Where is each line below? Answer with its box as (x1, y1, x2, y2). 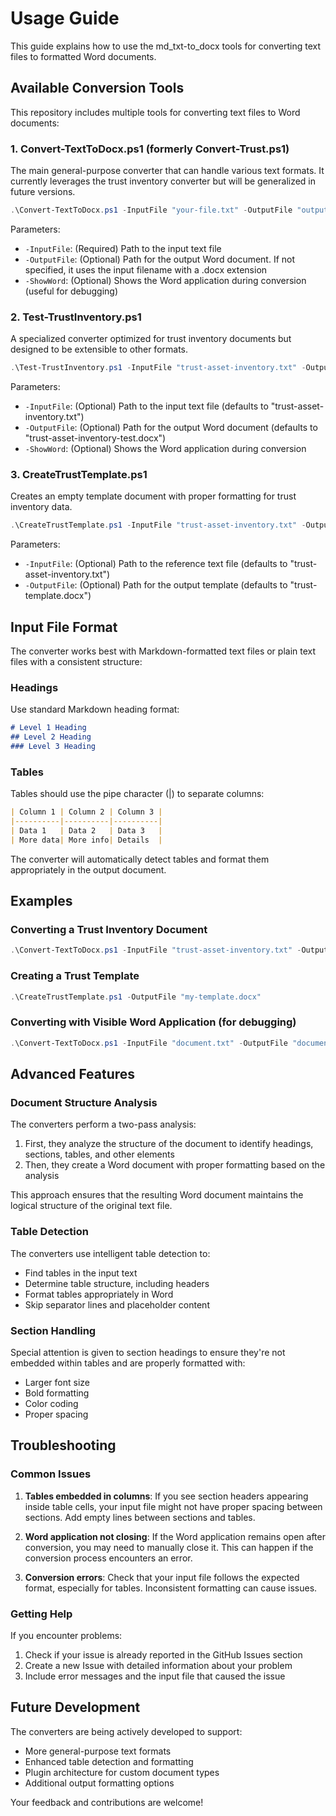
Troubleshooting (10, 1437, 117, 1454)
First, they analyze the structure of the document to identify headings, (24, 1138, 314, 1150)
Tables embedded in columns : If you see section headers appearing (24, 1490, 309, 1502)
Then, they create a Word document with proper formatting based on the (24, 1159, 326, 1171)
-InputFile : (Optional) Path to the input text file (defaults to (24, 400, 269, 412)
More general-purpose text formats (24, 1745, 172, 1757)
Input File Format (10, 618, 118, 636)
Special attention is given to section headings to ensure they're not (10, 1346, 286, 1358)
